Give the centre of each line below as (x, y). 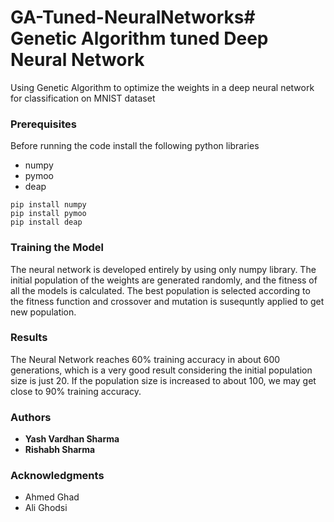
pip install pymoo (48, 214)
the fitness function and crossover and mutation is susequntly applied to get (167, 301)
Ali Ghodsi (46, 508)
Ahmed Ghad (52, 497)
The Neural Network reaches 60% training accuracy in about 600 (145, 359)
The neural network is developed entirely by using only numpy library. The (163, 269)
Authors (31, 417)
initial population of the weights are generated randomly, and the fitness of (164, 280)
